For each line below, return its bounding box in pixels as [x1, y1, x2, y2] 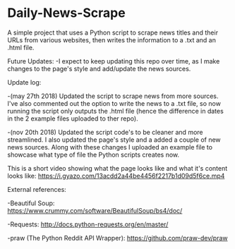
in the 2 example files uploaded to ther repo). [7, 114, 139, 123]
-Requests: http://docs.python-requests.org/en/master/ [7, 220, 169, 229]
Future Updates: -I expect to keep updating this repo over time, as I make [7, 56, 220, 65]
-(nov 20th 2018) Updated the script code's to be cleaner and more [7, 128, 203, 136]
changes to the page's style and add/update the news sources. [7, 64, 191, 73]
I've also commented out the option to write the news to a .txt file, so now [7, 99, 221, 107]
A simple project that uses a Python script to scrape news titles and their [7, 28, 219, 37]
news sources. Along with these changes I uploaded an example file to [7, 142, 213, 151]
